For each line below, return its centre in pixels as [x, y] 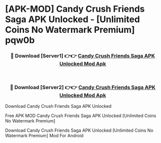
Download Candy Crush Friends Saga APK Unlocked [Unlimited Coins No [79, 130]
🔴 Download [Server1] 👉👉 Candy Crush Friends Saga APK [83, 56]
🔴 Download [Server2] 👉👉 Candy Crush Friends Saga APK [83, 88]
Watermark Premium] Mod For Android [44, 135]
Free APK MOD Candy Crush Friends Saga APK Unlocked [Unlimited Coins [81, 116]
